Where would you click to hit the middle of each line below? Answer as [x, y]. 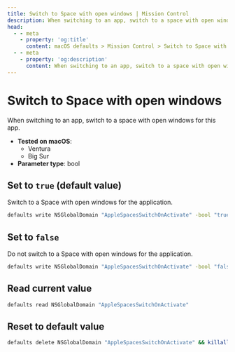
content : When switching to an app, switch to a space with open [123, 66]
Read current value [50, 289]
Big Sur [38, 156]
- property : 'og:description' [64, 60]
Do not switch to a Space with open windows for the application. [100, 254]
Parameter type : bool [49, 163]
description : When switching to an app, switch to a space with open [111, 20]
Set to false [33, 237]
